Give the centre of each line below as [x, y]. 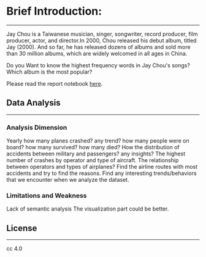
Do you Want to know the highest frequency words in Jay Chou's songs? [98, 65]
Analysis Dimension [37, 127]
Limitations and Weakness [47, 195]
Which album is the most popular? [49, 72]
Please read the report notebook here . [55, 83]
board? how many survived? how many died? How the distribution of [93, 147]
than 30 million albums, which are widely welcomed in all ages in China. [97, 53]
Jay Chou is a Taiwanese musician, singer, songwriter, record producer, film [102, 34]
